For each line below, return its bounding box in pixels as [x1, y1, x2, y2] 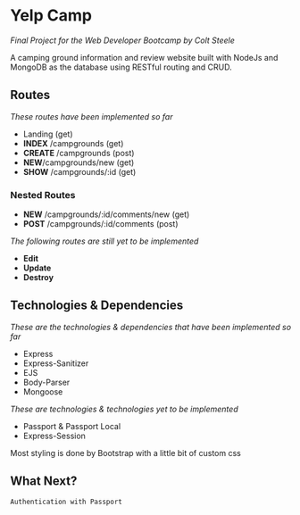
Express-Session [22, 430, 86, 441]
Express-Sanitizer [22, 358, 89, 369]
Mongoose [22, 386, 63, 397]
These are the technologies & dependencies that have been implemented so [10, 321, 292, 332]
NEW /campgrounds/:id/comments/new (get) [22, 209, 190, 220]
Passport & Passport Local [22, 420, 121, 431]
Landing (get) [22, 129, 73, 139]
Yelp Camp [10, 5, 93, 26]
